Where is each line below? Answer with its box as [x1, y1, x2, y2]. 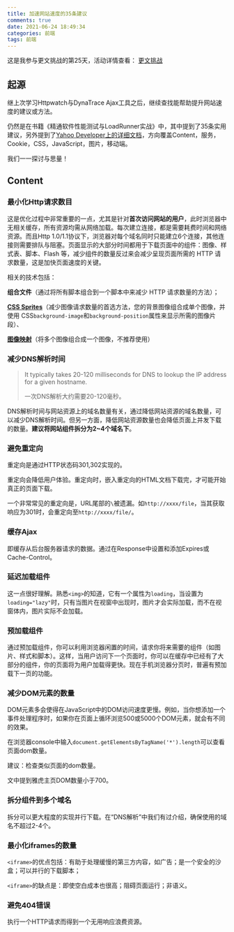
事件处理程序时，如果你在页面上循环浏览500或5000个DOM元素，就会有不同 [7, 714, 226, 723]
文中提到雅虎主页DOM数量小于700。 [7, 776, 113, 785]
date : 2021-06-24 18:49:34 [7, 23, 86, 30]
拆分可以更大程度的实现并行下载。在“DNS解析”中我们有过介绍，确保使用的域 [7, 813, 227, 821]
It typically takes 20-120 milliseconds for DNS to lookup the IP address [24, 370, 227, 378]
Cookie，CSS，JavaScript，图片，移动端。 [7, 139, 132, 147]
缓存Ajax [7, 527, 38, 537]
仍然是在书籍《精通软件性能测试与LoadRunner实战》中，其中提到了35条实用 [7, 121, 227, 130]
